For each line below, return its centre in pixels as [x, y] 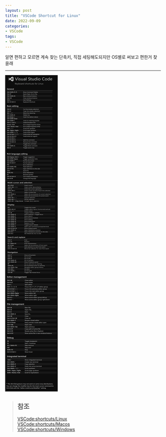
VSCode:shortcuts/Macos [43, 424]
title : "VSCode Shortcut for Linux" [43, 16]
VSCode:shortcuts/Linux [42, 419]
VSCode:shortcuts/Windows [46, 429]
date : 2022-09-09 [23, 21]
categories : [17, 26]
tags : [11, 37]
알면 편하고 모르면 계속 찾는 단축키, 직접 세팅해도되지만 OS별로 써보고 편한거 [79, 57]
